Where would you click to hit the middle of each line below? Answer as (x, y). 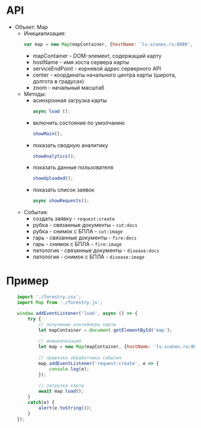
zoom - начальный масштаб (68, 87)
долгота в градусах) (59, 81)
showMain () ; (48, 133)
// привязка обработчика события (80, 358)
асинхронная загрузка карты (70, 100)
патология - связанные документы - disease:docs (96, 251)
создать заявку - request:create (74, 218)
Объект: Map (31, 27)
